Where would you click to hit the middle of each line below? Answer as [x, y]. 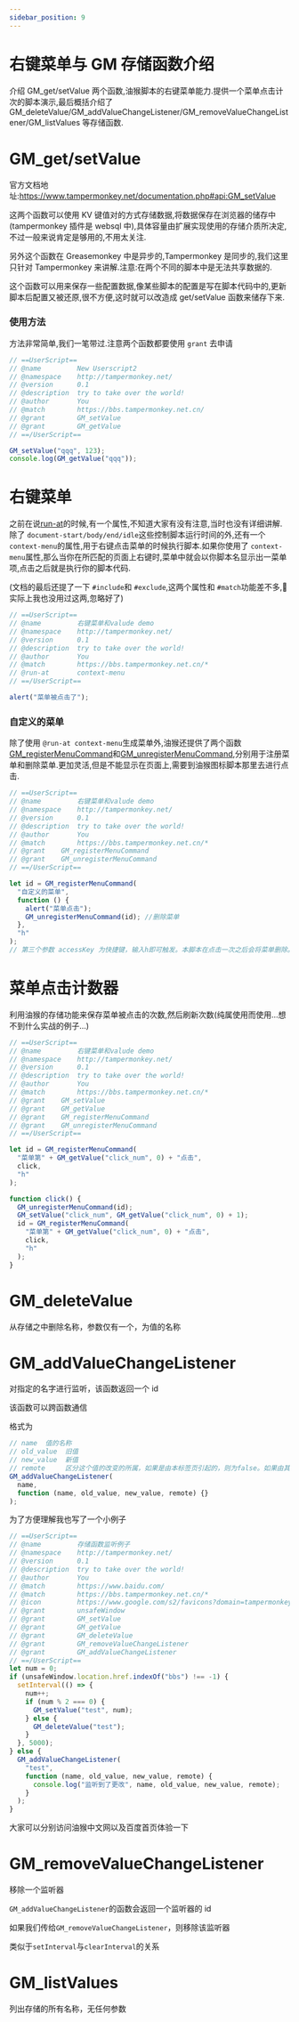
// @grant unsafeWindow [67, 1611]
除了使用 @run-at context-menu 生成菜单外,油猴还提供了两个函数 [125, 743]
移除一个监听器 [36, 1890]
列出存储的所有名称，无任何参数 [68, 2009]
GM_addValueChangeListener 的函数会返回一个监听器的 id [110, 1909]
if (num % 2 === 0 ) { [65, 1702]
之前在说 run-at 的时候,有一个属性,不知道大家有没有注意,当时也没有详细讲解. [146, 524]
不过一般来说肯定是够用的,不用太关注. [78, 237]
